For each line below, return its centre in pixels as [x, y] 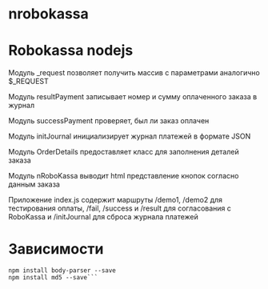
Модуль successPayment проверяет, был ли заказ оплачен [109, 121]
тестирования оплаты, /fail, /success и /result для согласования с [120, 208]
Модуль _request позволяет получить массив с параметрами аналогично [134, 73]
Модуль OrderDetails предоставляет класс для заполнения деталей [124, 152]
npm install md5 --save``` [53, 278]
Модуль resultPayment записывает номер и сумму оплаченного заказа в [133, 97]
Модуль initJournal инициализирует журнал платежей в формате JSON [130, 136]
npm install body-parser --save [62, 271]
